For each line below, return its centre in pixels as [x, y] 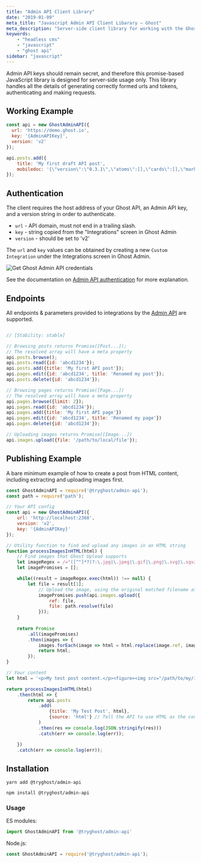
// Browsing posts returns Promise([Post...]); [67, 346]
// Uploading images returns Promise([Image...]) [69, 434]
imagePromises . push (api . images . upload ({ [89, 595]
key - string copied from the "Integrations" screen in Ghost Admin [96, 232]
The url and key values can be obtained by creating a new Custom [87, 250]
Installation [28, 769]
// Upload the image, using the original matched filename [113, 589]
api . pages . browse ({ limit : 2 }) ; [45, 402]
